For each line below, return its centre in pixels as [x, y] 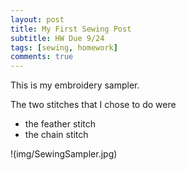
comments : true [42, 57]
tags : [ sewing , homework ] [64, 47]
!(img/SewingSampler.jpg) [64, 154]
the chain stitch [56, 135]
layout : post [37, 19]
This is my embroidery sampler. [75, 85]
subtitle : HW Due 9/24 [57, 38]
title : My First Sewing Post [71, 29]
